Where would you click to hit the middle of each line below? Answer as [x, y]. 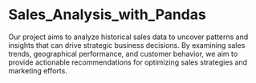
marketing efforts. [38, 70]
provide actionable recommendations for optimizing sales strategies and [128, 62]
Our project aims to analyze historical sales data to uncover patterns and [128, 37]
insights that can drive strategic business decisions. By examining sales [127, 45]
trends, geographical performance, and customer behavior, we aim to [123, 53]
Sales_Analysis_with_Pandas [107, 15]
